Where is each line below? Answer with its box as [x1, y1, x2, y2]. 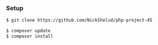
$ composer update [6, 28, 51, 34]
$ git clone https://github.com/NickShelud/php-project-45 [6, 18, 153, 23]
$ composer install [6, 33, 54, 39]
